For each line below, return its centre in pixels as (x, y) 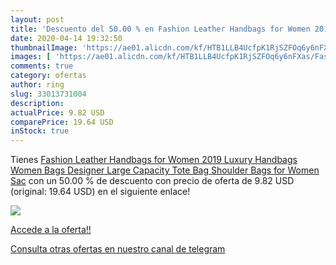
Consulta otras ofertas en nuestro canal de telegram (118, 249)
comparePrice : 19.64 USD (62, 122)
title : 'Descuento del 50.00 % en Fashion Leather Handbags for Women (160, 29)
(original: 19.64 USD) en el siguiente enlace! (100, 192)
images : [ (31, 57)
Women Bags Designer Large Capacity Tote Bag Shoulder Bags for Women (165, 170)
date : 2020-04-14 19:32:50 (66, 38)
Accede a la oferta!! (51, 230)
